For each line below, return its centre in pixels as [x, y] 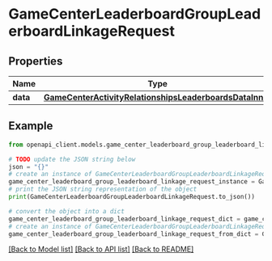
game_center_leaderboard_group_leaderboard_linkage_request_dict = [125, 219]
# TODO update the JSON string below [72, 159]
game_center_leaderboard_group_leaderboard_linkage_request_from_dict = [134, 234]
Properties [36, 61]
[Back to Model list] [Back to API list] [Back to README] [101, 249]
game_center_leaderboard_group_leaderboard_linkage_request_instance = [132, 182]
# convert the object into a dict [67, 211]
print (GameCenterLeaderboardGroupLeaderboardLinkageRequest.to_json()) [132, 197]
